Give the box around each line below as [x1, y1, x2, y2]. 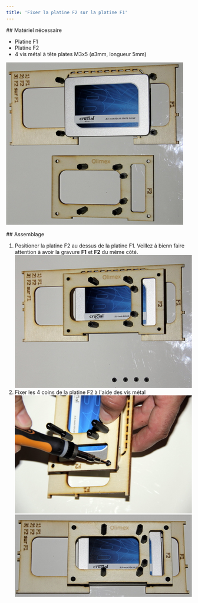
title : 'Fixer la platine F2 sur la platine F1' [6, 9, 128, 15]
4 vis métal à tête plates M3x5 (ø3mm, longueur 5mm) [14, 50, 147, 57]
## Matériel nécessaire [6, 27, 62, 34]
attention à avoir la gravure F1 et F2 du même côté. [14, 248, 138, 255]
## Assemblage [6, 230, 45, 237]
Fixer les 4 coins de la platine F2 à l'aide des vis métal [14, 389, 146, 396]
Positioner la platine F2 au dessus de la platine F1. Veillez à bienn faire [14, 242, 184, 249]
